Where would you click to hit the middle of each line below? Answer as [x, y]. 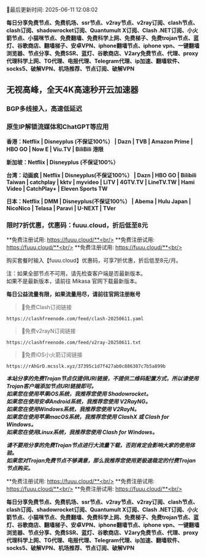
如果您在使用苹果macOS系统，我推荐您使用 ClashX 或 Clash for [88, 417]
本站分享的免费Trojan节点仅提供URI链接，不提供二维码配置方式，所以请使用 [103, 378]
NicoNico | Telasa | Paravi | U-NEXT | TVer [61, 208]
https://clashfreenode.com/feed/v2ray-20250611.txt [74, 342]
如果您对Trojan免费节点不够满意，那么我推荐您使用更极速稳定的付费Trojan [101, 460]
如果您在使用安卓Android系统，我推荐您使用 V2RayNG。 [79, 401]
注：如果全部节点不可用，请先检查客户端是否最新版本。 [76, 273]
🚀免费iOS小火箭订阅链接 [52, 355]
